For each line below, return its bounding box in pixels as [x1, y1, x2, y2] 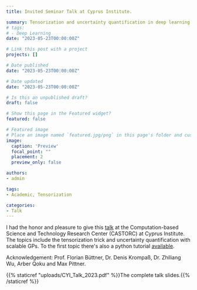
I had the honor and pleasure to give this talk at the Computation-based [6, 224, 179, 231]
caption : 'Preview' [11, 143, 59, 149]
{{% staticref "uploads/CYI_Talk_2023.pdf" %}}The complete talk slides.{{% [6, 272, 191, 279]
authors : [6, 170, 28, 176]
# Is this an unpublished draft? [6, 95, 88, 101]
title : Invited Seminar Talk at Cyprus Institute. [6, 8, 133, 15]
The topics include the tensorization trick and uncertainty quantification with [6, 236, 191, 244]
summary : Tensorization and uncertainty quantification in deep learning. [6, 19, 193, 25]
